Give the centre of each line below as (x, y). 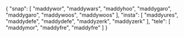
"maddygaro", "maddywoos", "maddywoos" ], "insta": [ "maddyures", (92, 15)
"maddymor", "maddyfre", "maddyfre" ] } (57, 27)
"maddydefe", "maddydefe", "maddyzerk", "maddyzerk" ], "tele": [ (88, 21)
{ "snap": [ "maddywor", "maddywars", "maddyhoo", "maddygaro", (89, 9)
